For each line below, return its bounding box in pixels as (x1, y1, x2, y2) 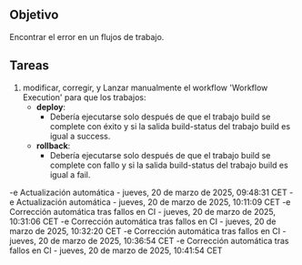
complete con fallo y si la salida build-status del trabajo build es (49, 159, 288, 170)
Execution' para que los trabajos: (22, 91, 146, 103)
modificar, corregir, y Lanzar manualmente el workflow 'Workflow (22, 82, 268, 93)
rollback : (35, 140, 71, 151)
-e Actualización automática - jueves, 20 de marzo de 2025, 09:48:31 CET (9, 187, 288, 198)
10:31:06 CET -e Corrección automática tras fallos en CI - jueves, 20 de (9, 216, 277, 227)
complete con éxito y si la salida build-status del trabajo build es (49, 120, 291, 131)
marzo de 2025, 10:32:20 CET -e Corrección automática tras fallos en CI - (9, 225, 287, 236)
